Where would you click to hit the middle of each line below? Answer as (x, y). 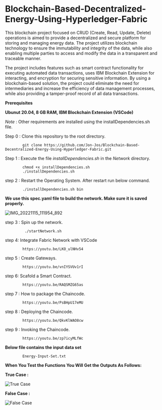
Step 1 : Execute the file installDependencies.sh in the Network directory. (78, 158)
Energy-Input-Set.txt (44, 356)
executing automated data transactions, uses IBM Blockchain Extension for (80, 73)
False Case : (18, 393)
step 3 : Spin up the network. (34, 222)
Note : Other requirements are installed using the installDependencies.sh (78, 122)
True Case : (17, 375)
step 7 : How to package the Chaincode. (45, 294)
